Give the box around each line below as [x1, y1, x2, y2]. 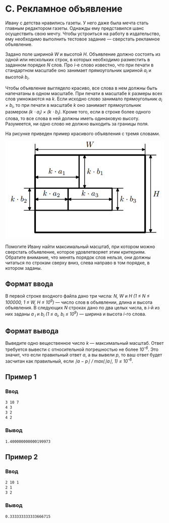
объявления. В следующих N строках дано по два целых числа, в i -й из [5, 304, 160, 310]
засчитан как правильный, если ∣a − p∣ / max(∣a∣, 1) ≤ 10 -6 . [5, 357, 134, 364]
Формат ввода [5, 279, 53, 288]
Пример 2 [5, 453, 38, 461]
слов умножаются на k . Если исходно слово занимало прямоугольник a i [5, 96, 162, 103]
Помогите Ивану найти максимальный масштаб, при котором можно [5, 244, 155, 250]
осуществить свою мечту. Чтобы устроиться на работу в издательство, [5, 30, 160, 36]
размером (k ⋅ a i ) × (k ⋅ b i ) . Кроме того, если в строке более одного [5, 109, 151, 116]
